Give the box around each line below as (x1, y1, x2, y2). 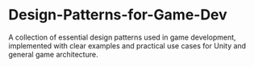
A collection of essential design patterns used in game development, (8, 32, 236, 42)
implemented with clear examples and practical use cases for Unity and (8, 40, 247, 50)
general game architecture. (8, 49, 98, 59)
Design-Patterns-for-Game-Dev (8, 6, 227, 24)
